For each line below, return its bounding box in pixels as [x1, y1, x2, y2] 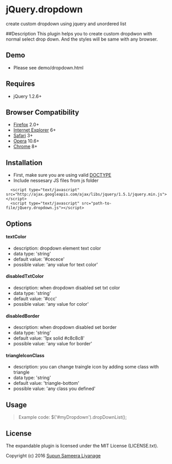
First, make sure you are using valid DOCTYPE [13, 172, 112, 178]
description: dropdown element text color [13, 245, 101, 251]
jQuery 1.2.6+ [13, 93, 42, 99]
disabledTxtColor [6, 273, 44, 280]
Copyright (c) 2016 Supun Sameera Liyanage [6, 453, 101, 459]
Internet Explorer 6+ [13, 127, 56, 133]
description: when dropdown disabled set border [13, 324, 117, 330]
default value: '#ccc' [13, 295, 57, 302]
